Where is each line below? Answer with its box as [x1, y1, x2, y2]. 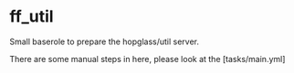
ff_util [9, 6, 54, 27]
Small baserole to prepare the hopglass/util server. [9, 36, 199, 47]
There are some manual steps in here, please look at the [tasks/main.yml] [9, 53, 286, 64]
